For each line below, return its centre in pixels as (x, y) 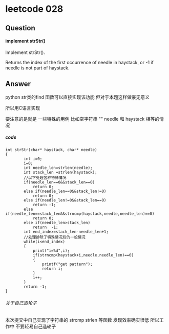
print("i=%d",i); (51, 250)
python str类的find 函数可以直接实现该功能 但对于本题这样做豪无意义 (78, 97)
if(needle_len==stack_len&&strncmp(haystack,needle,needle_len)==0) (80, 214)
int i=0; (33, 159)
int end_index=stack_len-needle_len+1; (66, 232)
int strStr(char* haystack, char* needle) (51, 150)
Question (20, 28)
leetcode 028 (34, 9)
